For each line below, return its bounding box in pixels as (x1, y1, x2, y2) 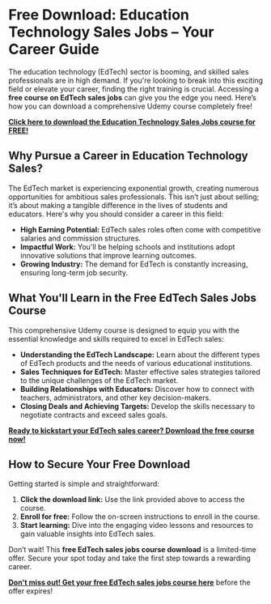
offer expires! (8, 586, 53, 596)
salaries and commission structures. (19, 233, 142, 243)
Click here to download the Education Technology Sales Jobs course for (8, 117, 256, 126)
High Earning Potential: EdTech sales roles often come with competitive (19, 224, 261, 234)
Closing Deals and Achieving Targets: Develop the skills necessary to (19, 401, 256, 410)
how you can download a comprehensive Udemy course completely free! (8, 101, 253, 111)
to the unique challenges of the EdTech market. (19, 375, 179, 385)
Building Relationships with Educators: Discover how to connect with (19, 384, 255, 393)
